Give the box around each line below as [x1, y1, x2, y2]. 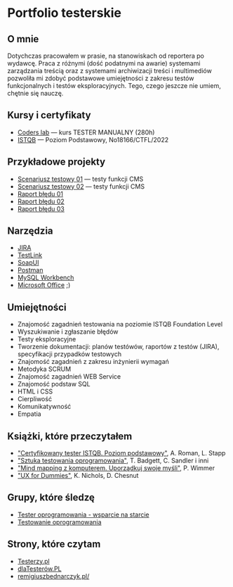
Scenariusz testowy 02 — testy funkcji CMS [17, 182, 145, 191]
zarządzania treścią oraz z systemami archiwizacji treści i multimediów [7, 67, 212, 75]
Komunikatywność [17, 403, 72, 411]
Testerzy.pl [17, 557, 51, 565]
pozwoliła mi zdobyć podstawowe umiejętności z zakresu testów [7, 74, 194, 82]
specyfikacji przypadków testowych [17, 350, 121, 358]
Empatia [17, 410, 41, 418]
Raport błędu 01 [17, 189, 64, 198]
